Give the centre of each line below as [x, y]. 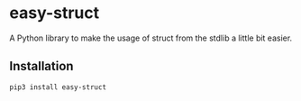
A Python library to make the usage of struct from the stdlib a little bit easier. [151, 38]
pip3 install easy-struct [58, 87]
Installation [41, 66]
